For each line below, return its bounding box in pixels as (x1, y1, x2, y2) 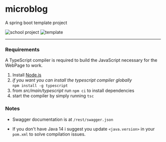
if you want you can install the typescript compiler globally (12, 77, 132, 83)
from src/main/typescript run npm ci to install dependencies (12, 87, 134, 94)
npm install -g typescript (12, 84, 68, 88)
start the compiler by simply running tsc (12, 93, 94, 99)
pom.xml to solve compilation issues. (12, 131, 86, 137)
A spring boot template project (5, 20, 68, 26)
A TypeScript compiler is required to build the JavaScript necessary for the (5, 57, 158, 63)
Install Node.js (12, 72, 41, 78)
